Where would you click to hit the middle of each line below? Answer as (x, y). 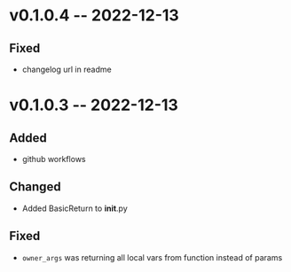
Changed (35, 187)
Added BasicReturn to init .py (75, 208)
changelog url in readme (67, 69)
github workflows (54, 159)
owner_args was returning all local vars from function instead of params (152, 257)
